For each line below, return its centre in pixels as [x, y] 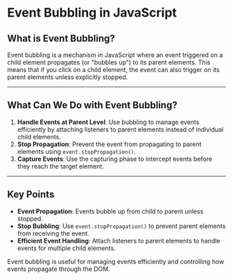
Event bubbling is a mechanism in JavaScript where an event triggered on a [115, 55]
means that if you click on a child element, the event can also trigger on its [113, 70]
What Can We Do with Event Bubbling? [93, 105]
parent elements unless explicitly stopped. [68, 77]
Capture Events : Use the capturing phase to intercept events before [115, 159]
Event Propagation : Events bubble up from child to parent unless [110, 211]
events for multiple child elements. [66, 248]
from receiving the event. [53, 233]
